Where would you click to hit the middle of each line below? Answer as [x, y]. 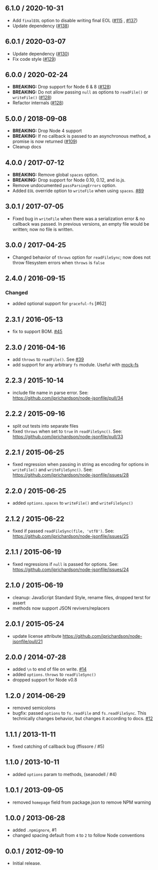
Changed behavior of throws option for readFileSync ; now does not [81, 257]
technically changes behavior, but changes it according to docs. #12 [83, 719]
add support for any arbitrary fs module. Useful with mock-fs [75, 365]
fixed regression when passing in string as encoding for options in [80, 464]
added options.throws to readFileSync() [54, 674]
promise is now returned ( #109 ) [45, 141]
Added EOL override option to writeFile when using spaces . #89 [78, 191]
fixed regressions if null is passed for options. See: [65, 564]
